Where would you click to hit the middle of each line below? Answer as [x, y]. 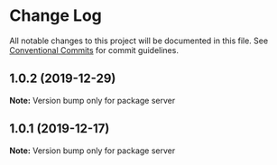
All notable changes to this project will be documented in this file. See [139, 41]
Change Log [55, 16]
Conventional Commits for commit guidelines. [94, 50]
